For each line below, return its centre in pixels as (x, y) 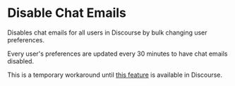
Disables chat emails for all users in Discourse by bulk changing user (107, 32)
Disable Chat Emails (67, 13)
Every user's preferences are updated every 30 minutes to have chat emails (117, 54)
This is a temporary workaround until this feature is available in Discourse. (115, 75)
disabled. (20, 61)
